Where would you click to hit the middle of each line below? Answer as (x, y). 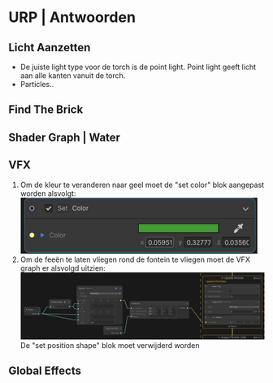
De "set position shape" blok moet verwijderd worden (110, 345)
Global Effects (45, 371)
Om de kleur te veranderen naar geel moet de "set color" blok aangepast (142, 185)
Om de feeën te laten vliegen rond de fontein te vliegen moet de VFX (135, 259)
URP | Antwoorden (72, 17)
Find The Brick (46, 110)
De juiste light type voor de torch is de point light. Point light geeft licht (138, 67)
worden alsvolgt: (48, 193)
